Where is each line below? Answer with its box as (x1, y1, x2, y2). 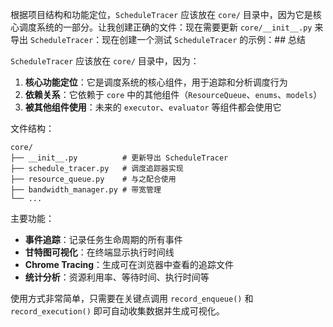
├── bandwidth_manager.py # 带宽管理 (10, 185, 162, 195)
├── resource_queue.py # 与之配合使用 (10, 174, 177, 184)
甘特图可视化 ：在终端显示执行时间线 (24, 246, 175, 258)
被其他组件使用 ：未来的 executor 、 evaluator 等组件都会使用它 (24, 101, 282, 113)
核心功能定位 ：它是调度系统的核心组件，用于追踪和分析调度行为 (24, 76, 288, 88)
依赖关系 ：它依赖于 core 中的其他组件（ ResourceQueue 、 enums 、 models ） (24, 89, 323, 100)
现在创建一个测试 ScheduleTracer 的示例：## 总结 (101, 34, 306, 45)
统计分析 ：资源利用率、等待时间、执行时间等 (24, 271, 210, 283)
